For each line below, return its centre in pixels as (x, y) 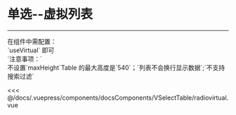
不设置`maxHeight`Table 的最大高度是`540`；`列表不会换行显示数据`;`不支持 (116, 68)
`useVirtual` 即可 (31, 50)
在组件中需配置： (32, 41)
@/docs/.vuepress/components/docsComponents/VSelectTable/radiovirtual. (118, 98)
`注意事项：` (25, 59)
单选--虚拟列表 (50, 14)
